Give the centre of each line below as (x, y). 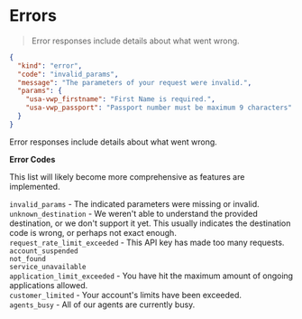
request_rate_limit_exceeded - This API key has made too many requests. (147, 242)
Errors (33, 16)
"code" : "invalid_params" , (68, 74)
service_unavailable (48, 267)
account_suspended (44, 251)
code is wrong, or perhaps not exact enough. (93, 232)
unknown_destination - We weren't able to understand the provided (134, 213)
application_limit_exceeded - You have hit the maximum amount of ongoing (151, 276)
